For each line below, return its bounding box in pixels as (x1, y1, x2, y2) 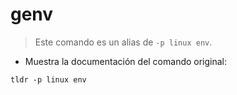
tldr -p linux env (10, 74, 87, 85)
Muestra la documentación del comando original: (24, 55, 228, 67)
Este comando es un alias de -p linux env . (34, 36, 213, 48)
